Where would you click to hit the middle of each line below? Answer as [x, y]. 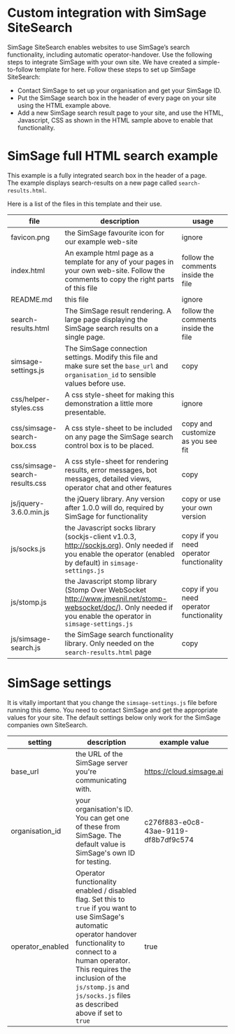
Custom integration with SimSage [107, 13]
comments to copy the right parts [120, 279]
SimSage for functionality [106, 516]
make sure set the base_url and [116, 365]
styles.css [27, 407]
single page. [85, 337]
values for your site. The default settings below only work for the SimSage [114, 717]
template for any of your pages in [119, 262]
